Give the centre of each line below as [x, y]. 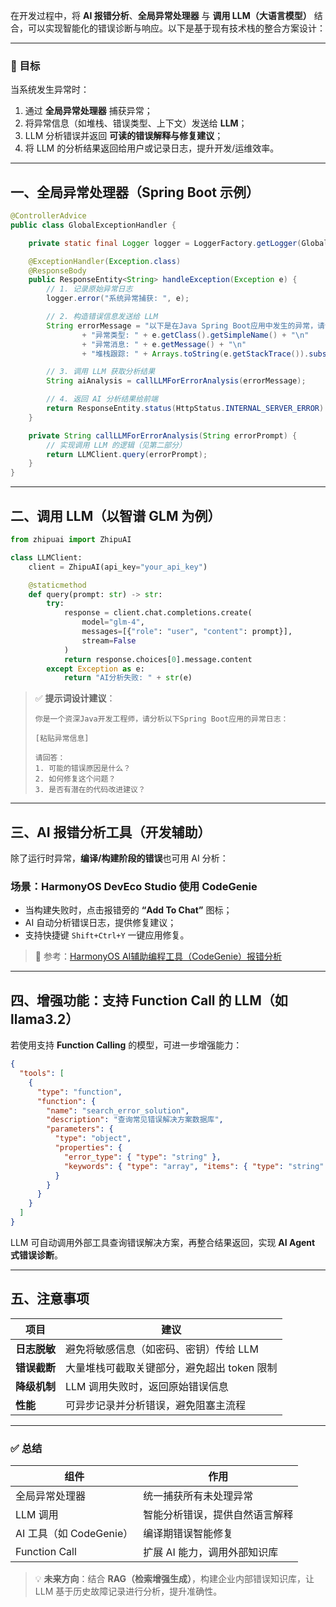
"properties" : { [88, 1148]
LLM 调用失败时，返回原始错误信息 [147, 1386]
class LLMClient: [46, 557]
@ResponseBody [57, 270]
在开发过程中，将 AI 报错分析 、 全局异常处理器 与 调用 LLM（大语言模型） [161, 15]
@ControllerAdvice [48, 216]
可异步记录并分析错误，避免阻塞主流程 [156, 1405]
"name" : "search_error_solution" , [118, 1110]
